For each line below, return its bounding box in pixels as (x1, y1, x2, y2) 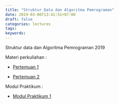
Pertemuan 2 (12, 74, 40, 79)
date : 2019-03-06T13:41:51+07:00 (5, 12, 76, 17)
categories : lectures (5, 21, 51, 27)
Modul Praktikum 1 (12, 93, 52, 99)
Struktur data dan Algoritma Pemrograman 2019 (5, 45, 105, 50)
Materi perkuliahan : (5, 54, 47, 60)
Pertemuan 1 (12, 64, 39, 70)
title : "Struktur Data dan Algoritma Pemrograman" (5, 7, 114, 13)
